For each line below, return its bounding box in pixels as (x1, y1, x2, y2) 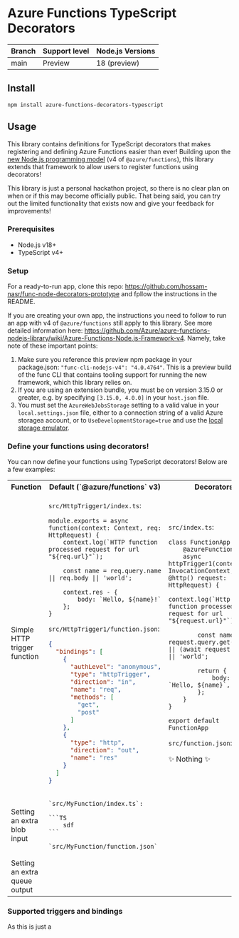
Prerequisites (7, 224, 55, 234)
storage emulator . (17, 423, 70, 433)
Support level (42, 46, 90, 56)
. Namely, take (184, 334, 226, 343)
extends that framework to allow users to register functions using (7, 162, 199, 171)
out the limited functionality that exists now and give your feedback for (7, 198, 215, 208)
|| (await (168, 645, 201, 653)
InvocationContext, (168, 566, 235, 575)
